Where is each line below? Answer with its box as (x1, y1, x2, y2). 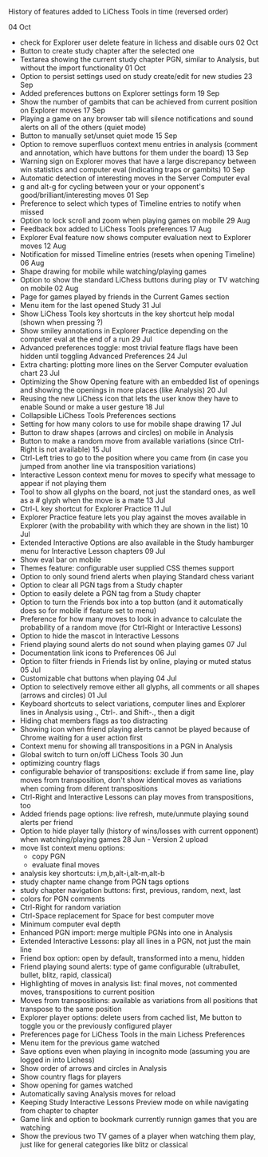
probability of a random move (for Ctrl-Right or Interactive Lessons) (19, 622, 242, 632)
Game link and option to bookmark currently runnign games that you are (19, 1115, 258, 1123)
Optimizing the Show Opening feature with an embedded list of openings (19, 377, 260, 386)
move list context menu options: (19, 843, 125, 852)
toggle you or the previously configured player (19, 1021, 173, 1030)
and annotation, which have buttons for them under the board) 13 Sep (19, 148, 249, 157)
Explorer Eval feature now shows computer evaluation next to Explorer (19, 233, 251, 242)
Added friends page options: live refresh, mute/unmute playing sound (19, 809, 249, 819)
